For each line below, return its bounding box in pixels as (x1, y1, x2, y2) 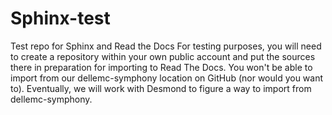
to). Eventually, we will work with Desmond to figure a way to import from (10, 82, 312, 94)
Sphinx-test (10, 7, 111, 30)
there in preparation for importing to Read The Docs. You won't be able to (10, 61, 313, 73)
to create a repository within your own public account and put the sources (10, 50, 316, 62)
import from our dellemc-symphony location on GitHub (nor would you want (10, 72, 324, 84)
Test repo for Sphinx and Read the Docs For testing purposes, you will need (10, 40, 322, 52)
